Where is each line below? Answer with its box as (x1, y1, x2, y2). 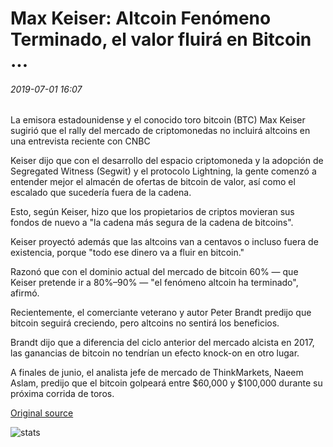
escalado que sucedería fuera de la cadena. (10, 187, 192, 199)
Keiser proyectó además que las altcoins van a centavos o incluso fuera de (10, 236, 319, 248)
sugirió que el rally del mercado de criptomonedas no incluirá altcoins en (10, 125, 311, 137)
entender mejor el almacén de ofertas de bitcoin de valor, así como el (10, 176, 296, 188)
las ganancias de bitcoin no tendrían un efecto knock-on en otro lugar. (10, 347, 300, 359)
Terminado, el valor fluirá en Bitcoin (10, 28, 312, 51)
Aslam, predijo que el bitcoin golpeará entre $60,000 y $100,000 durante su (10, 377, 323, 389)
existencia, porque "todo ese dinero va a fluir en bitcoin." (10, 247, 245, 259)
